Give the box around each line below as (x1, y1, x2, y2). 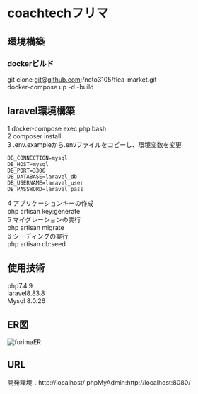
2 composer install (7, 131, 62, 141)
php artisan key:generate (7, 207, 81, 215)
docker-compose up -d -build (7, 82, 94, 91)
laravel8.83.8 (7, 289, 45, 297)
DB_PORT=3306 (7, 167, 46, 174)
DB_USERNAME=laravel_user (7, 179, 83, 187)
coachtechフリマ (7, 5, 109, 21)
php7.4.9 (7, 281, 33, 290)
